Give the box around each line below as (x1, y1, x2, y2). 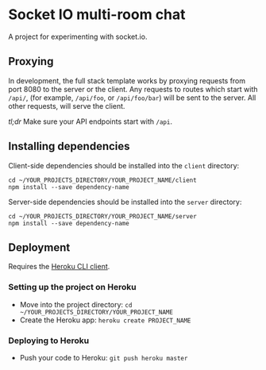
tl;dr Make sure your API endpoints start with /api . (8, 117, 173, 126)
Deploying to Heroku (8, 335, 90, 346)
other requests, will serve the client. (8, 101, 125, 110)
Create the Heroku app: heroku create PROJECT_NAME (19, 315, 191, 325)
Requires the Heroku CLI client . (8, 262, 110, 272)
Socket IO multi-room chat (8, 6, 186, 24)
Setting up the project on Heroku (8, 282, 137, 293)
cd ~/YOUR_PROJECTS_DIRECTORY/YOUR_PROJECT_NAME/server (8, 212, 197, 220)
